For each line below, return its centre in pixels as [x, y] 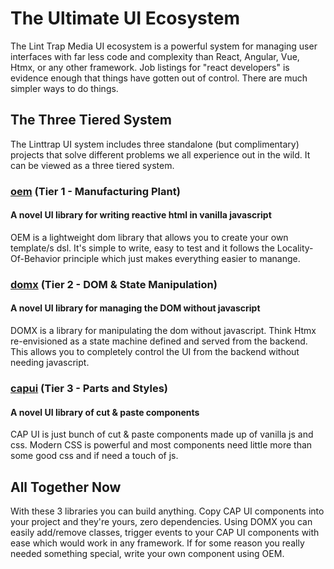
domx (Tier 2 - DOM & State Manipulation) [114, 284]
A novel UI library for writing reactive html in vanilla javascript [141, 215]
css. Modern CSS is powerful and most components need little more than [161, 445]
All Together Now [66, 487]
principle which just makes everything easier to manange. [182, 258]
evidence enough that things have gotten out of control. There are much [159, 78]
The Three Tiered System [91, 120]
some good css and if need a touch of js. [94, 456]
